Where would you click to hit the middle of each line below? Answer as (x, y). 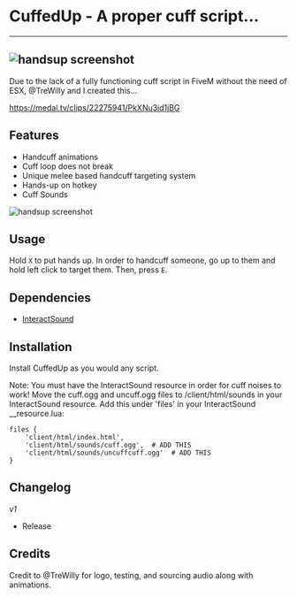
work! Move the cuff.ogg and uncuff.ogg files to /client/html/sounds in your (146, 394)
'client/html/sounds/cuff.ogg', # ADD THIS (108, 445)
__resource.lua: (37, 413)
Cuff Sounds (45, 194)
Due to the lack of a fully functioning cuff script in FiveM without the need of (148, 80)
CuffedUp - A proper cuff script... (134, 16)
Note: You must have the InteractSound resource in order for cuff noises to (145, 385)
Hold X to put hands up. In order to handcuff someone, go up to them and (142, 260)
